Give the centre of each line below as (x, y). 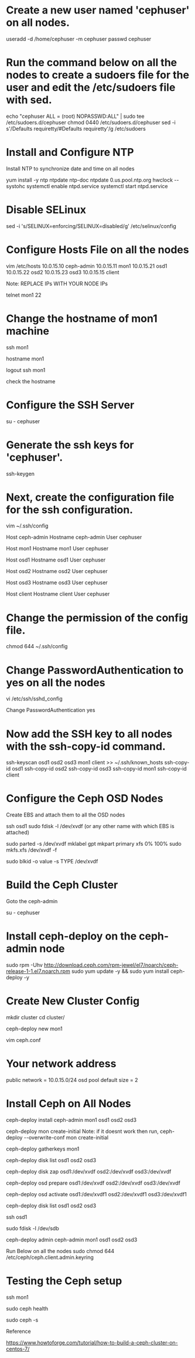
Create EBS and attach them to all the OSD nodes (66, 815)
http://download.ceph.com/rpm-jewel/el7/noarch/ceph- (111, 965)
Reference (18, 1331)
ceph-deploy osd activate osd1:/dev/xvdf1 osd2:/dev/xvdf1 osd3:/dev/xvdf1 (97, 1194)
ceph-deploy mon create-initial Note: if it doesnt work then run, (83, 1131)
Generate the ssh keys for (70, 445)
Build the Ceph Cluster (62, 885)
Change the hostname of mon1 (82, 319)
